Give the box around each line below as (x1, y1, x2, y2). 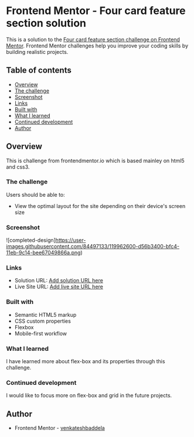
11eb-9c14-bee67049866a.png (6, 249, 81, 256)
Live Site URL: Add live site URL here (14, 283, 104, 291)
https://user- (55, 237, 86, 244)
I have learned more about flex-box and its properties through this (6, 358, 165, 365)
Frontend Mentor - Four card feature (6, 4, 186, 18)
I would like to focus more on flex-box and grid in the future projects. (6, 392, 172, 399)
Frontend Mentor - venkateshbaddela (14, 425, 105, 432)
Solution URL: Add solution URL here (14, 277, 104, 284)
